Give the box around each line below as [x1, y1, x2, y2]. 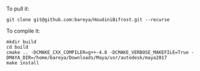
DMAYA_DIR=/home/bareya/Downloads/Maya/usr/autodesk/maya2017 [6, 55, 167, 61]
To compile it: [6, 27, 41, 34]
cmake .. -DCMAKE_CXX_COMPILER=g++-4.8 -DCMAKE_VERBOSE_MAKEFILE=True [6, 49, 189, 55]
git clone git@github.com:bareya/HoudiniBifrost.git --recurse [6, 17, 170, 23]
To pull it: [6, 5, 29, 12]
